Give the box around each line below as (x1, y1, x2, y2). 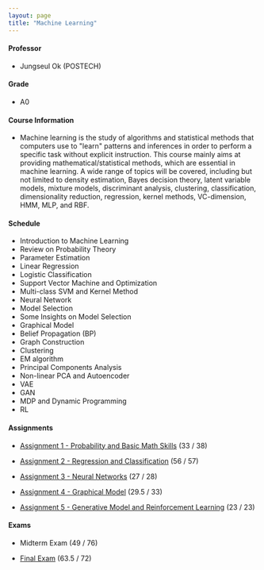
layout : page (8, 11, 52, 20)
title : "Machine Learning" (8, 19, 98, 27)
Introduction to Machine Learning (19, 236, 129, 246)
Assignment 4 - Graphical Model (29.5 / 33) (19, 487, 163, 496)
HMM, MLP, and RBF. (19, 200, 90, 210)
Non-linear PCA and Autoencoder (19, 371, 130, 381)
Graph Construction (19, 337, 85, 347)
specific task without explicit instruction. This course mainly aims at (19, 150, 241, 160)
